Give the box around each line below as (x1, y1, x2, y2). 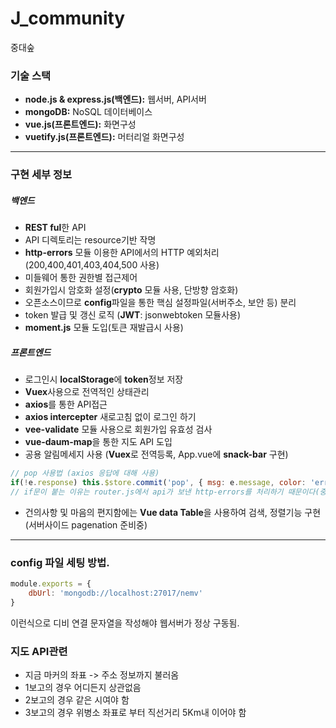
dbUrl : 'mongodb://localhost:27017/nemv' (28, 588, 203, 598)
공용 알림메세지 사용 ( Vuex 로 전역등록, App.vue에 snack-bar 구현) (24, 448, 289, 461)
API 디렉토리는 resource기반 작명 (24, 234, 157, 246)
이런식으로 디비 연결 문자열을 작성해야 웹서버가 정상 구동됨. (10, 617, 240, 629)
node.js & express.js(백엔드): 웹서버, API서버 (24, 93, 207, 106)
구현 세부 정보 (10, 168, 73, 182)
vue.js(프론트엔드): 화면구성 (24, 118, 137, 131)
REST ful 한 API (24, 222, 87, 234)
